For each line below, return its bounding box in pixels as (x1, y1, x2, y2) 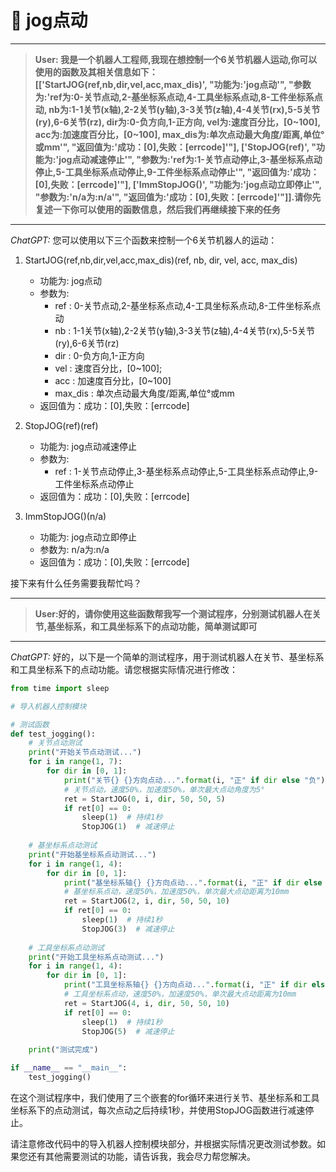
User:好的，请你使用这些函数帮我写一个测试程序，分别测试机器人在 (34, 607, 313, 620)
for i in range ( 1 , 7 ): (28, 757, 123, 767)
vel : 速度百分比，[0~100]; (54, 362, 163, 374)
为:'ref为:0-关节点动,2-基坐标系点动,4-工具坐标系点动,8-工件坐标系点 (34, 91, 323, 103)
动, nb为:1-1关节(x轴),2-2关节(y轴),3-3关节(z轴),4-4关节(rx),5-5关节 (34, 103, 321, 115)
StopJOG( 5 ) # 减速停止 (81, 1026, 175, 1036)
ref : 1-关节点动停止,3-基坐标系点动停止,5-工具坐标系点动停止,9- (54, 465, 319, 477)
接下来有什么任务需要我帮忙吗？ (10, 577, 142, 589)
